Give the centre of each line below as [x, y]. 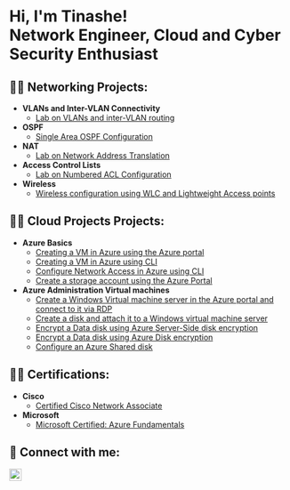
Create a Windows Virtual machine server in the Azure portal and [154, 299]
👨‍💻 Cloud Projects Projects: [87, 221]
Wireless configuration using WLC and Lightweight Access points [155, 193]
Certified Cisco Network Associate [99, 406]
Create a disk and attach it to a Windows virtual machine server [152, 318]
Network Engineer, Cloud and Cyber [145, 35]
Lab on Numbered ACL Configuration [103, 174]
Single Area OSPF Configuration [94, 137]
